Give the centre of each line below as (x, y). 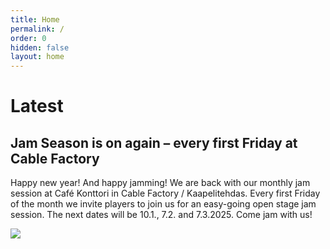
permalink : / (37, 29)
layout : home (37, 57)
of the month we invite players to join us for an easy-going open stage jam (163, 204)
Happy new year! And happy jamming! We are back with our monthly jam (160, 183)
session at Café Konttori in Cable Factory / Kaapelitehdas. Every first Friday (165, 193)
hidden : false (40, 47)
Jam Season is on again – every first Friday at (154, 142)
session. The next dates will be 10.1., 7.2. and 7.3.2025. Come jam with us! (161, 215)
